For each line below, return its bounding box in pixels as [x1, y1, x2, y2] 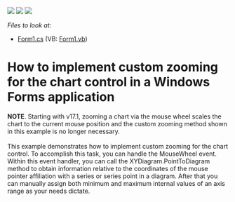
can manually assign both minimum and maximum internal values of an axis [7, 179, 226, 187]
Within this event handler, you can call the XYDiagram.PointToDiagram [7, 156, 210, 165]
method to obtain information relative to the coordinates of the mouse [7, 164, 208, 173]
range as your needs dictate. [7, 187, 90, 195]
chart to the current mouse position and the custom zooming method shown [7, 119, 228, 128]
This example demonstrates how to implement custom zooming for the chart [7, 142, 229, 150]
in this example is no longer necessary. [7, 127, 121, 135]
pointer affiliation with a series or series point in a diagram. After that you [7, 172, 218, 180]
